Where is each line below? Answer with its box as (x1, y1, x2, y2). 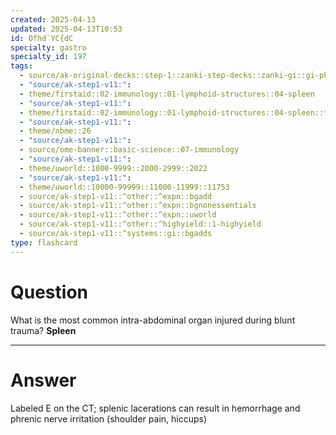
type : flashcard (10, 237, 78, 248)
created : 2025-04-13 (10, 14, 97, 25)
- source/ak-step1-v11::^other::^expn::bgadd (19, 191, 213, 201)
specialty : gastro (10, 42, 87, 53)
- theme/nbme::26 (19, 126, 92, 136)
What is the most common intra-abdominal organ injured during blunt (10, 314, 296, 326)
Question (10, 281, 88, 303)
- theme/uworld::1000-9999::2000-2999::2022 (19, 163, 208, 173)
